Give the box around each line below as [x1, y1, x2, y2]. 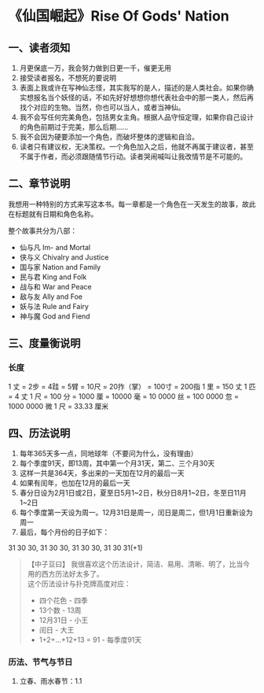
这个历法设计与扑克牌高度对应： [27, 579, 131, 588]
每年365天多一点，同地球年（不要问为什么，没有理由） [19, 449, 198, 459]
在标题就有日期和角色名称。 [8, 209, 98, 219]
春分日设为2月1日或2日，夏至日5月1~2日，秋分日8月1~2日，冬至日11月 [19, 488, 247, 498]
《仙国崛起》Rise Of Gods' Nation [8, 7, 229, 25]
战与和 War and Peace [19, 282, 92, 291]
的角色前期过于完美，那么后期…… [19, 123, 128, 131]
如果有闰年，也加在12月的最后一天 [19, 478, 131, 488]
